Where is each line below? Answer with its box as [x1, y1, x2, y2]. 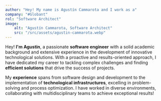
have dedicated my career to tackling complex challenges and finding [5, 60, 149, 65]
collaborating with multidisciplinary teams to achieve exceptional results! [5, 90, 155, 96]
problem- [132, 80, 152, 86]
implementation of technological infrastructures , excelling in [5, 80, 131, 86]
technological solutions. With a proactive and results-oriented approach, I [5, 54, 157, 60]
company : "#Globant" [5, 12, 48, 17]
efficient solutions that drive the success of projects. [5, 65, 116, 71]
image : [5, 21, 19, 26]
